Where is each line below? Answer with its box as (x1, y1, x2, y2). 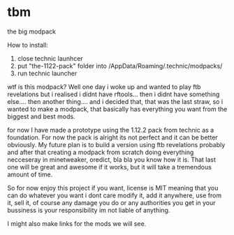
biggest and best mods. (7, 112, 75, 121)
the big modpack (7, 27, 56, 36)
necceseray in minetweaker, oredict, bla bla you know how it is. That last (7, 155, 217, 164)
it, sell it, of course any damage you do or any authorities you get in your (7, 198, 216, 206)
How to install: (7, 40, 49, 49)
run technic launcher (17, 69, 78, 77)
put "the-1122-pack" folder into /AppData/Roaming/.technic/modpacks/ (17, 61, 223, 70)
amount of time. (7, 170, 53, 179)
